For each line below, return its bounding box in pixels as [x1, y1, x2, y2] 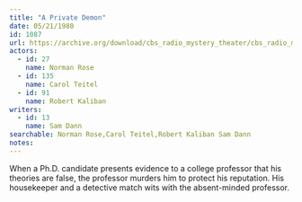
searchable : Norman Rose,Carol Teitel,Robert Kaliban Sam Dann [9, 130, 252, 139]
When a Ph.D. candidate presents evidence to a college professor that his [9, 162, 281, 173]
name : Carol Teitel [25, 80, 99, 89]
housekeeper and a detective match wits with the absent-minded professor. [9, 181, 290, 193]
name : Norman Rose [25, 64, 94, 73]
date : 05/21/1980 [9, 22, 75, 31]
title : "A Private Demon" [9, 13, 106, 22]
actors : [9, 47, 39, 56]
